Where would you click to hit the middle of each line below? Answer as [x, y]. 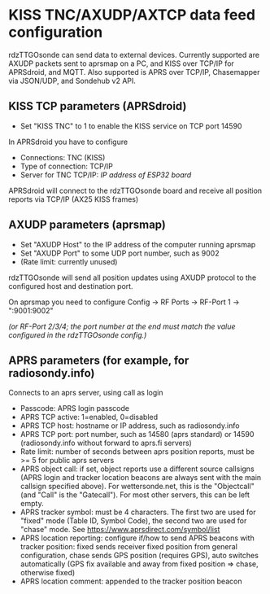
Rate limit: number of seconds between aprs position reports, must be [137, 452]
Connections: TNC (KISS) [63, 157]
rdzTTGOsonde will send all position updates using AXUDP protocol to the [133, 277]
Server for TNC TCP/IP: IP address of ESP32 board [106, 175]
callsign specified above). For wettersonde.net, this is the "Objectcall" [137, 487]
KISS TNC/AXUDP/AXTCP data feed [132, 15]
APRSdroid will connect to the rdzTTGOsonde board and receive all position [135, 190]
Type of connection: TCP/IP [67, 166]
